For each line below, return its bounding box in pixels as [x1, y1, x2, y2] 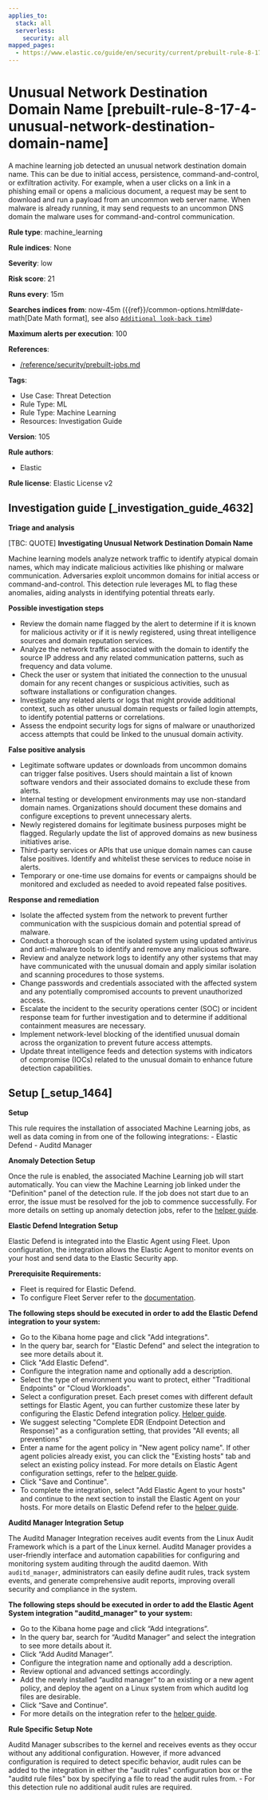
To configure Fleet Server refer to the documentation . [19, 1293, 196, 1302]
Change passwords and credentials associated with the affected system [19, 978, 258, 988]
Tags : [8, 375, 28, 385]
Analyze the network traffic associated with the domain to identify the [19, 644, 250, 654]
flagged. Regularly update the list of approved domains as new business [19, 828, 258, 838]
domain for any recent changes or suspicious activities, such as [19, 678, 230, 688]
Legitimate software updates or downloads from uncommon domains [19, 760, 247, 770]
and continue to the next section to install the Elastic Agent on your [19, 1494, 241, 1503]
